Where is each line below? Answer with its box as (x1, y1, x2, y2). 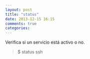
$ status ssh (17, 49, 43, 55)
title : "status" (5, 12, 39, 17)
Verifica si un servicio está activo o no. (5, 39, 85, 45)
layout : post (5, 7, 32, 12)
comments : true (5, 21, 37, 26)
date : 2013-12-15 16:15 (5, 16, 55, 21)
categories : (5, 26, 30, 31)
